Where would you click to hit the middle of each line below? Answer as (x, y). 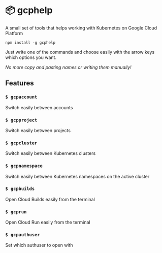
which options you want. (31, 57)
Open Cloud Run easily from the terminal (48, 223)
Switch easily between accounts (39, 107)
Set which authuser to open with (39, 245)
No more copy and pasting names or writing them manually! (68, 67)
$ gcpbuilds (20, 189)
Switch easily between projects (38, 130)
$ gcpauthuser (23, 235)
